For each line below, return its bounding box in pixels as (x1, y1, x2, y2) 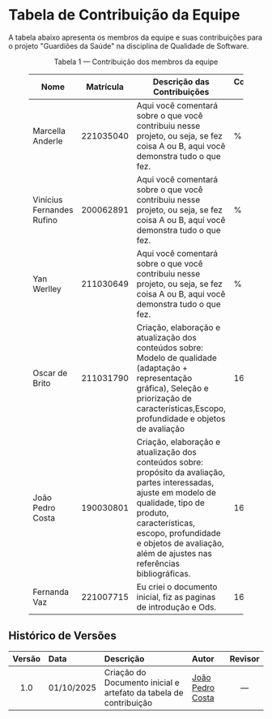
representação (136, 372, 193, 383)
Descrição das (152, 75, 210, 87)
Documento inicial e (104, 677, 180, 688)
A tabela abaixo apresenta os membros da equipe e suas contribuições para (8, 32, 263, 42)
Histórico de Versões (8, 629, 117, 643)
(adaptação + (136, 362, 188, 374)
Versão (12, 653, 41, 664)
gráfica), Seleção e (136, 383, 209, 394)
